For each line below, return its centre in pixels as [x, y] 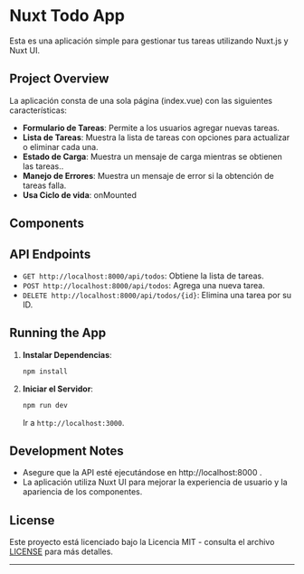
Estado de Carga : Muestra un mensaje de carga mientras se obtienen [152, 156]
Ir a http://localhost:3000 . [73, 422]
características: [38, 110]
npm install [45, 372]
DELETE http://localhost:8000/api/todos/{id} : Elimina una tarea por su [157, 295]
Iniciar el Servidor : [57, 389]
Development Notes [66, 451]
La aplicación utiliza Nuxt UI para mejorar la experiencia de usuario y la [155, 482]
